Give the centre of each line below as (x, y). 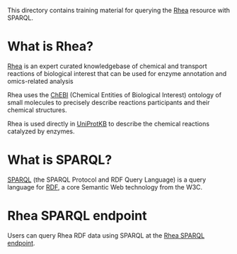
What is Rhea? (51, 46)
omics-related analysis (40, 81)
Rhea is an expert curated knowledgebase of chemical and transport (107, 66)
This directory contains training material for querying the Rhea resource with (119, 10)
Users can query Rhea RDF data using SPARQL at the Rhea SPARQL (106, 235)
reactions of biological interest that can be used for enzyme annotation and (117, 73)
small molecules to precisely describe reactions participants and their (109, 102)
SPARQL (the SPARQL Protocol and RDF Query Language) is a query (107, 180)
